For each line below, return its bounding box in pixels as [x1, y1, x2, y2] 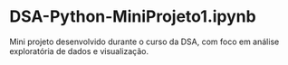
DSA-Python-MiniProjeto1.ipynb [9, 6, 256, 27]
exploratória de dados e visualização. [9, 45, 149, 56]
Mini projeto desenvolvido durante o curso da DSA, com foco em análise [9, 36, 280, 47]
